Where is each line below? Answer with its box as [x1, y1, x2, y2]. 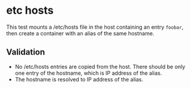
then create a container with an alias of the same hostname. [6, 29, 154, 37]
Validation [6, 47, 45, 57]
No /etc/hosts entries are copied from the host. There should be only [14, 63, 186, 70]
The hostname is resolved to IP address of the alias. [14, 75, 144, 83]
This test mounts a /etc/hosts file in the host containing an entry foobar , [6, 23, 184, 31]
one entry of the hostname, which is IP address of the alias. [14, 69, 162, 77]
